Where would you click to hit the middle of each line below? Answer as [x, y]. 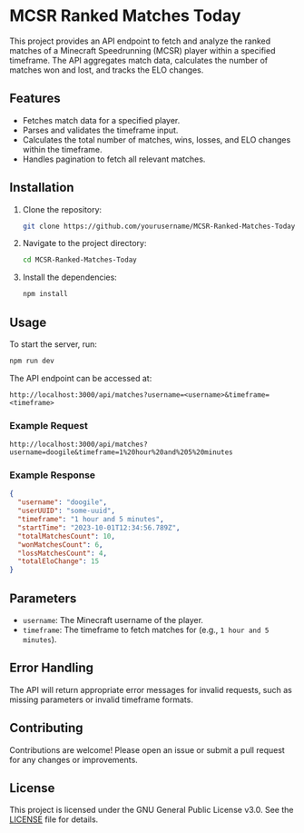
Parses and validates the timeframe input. [100, 130]
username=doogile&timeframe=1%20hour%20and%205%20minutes [121, 452]
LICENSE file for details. [54, 819]
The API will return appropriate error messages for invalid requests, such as [151, 689]
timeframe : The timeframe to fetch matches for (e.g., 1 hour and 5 [146, 630]
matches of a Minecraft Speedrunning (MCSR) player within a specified [142, 50]
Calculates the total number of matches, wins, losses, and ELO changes [157, 139]
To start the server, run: [54, 344]
